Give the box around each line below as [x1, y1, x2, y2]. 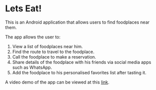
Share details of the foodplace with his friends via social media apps [12, 59, 152, 65]
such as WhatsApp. [12, 64, 52, 70]
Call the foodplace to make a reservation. [12, 54, 96, 60]
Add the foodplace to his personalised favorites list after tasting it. [12, 69, 147, 75]
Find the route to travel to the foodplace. [12, 49, 95, 55]
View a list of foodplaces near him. [12, 43, 83, 49]
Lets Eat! [5, 3, 42, 14]
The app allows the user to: [5, 34, 61, 40]
